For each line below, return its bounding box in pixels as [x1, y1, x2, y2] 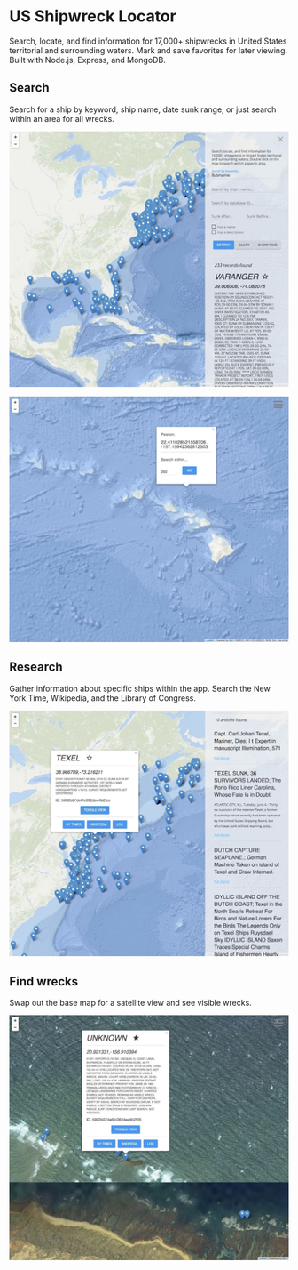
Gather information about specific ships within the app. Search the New [9, 683, 271, 694]
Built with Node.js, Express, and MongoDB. [9, 54, 166, 65]
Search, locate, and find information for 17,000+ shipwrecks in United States [9, 36, 287, 46]
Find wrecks [9, 974, 79, 989]
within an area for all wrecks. [9, 113, 115, 124]
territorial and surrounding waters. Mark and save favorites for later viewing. [9, 44, 288, 55]
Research [9, 660, 64, 675]
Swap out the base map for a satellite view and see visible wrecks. [9, 998, 253, 1009]
